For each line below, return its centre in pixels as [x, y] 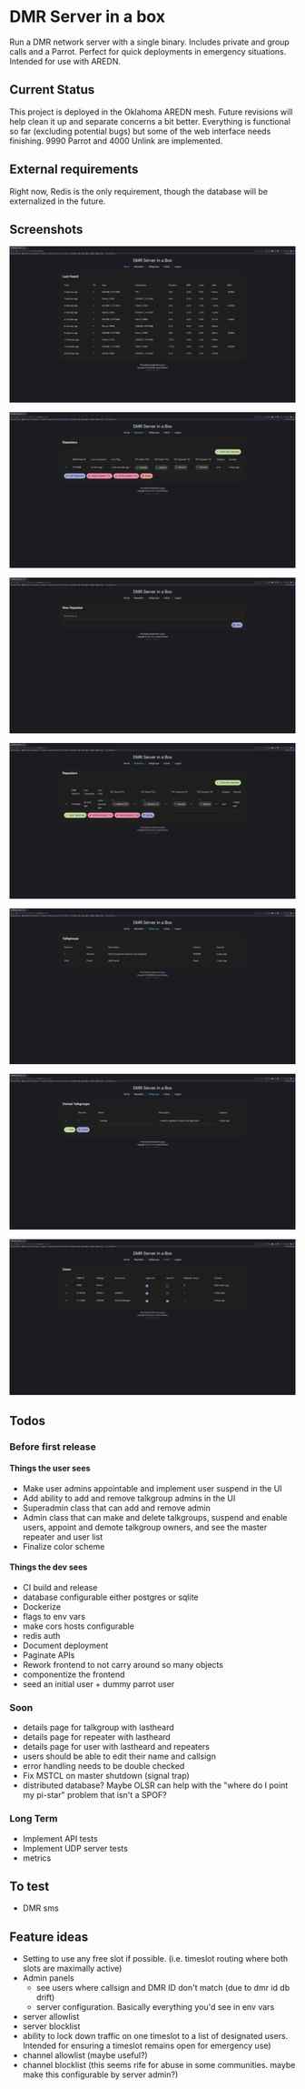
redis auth [41, 1636]
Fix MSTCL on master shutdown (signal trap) [106, 1776]
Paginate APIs [49, 1655]
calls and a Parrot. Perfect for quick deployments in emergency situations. [148, 51]
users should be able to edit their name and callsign [119, 1756]
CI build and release [60, 1588]
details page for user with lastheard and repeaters [116, 1747]
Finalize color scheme [64, 1546]
